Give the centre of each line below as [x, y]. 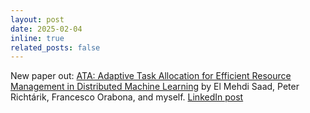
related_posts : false [55, 47]
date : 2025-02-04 [46, 29]
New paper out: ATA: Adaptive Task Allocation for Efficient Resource [151, 76]
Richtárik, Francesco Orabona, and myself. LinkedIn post [127, 97]
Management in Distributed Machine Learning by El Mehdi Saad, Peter [155, 87]
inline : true [37, 38]
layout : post [37, 19]
